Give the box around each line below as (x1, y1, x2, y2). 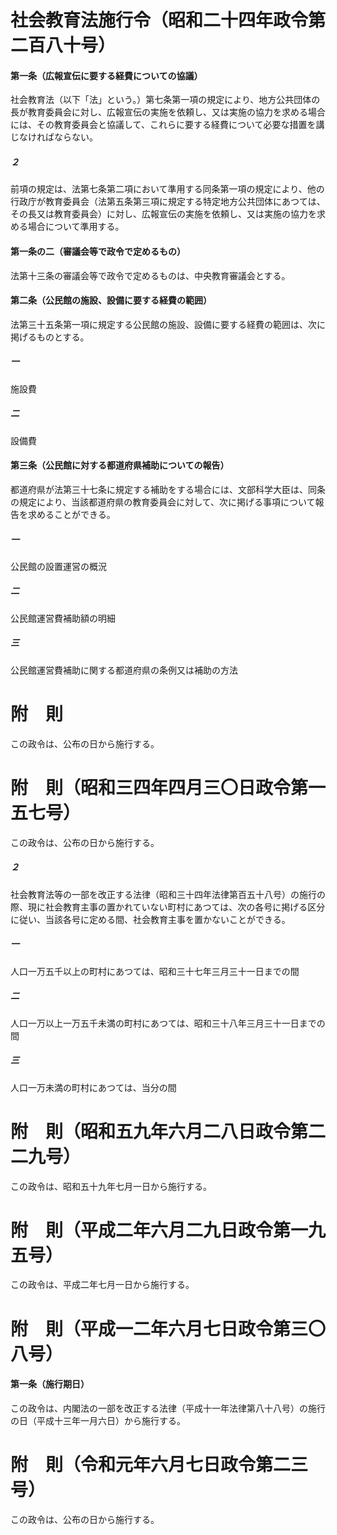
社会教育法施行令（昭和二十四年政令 (10, 9, 309, 32)
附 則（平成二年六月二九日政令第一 (10, 1219, 309, 1241)
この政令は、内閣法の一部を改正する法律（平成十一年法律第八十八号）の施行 (10, 1402, 326, 1414)
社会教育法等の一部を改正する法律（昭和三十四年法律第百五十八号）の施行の (10, 888, 326, 900)
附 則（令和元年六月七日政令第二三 (10, 1454, 309, 1476)
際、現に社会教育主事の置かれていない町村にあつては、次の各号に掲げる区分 (10, 901, 326, 913)
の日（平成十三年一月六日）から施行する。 (10, 1414, 186, 1426)
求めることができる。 (27, 508, 116, 520)
